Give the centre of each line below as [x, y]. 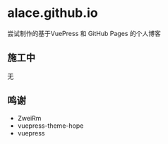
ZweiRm [29, 118]
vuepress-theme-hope [50, 126]
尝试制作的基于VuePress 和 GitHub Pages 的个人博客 [84, 33]
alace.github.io [53, 13]
